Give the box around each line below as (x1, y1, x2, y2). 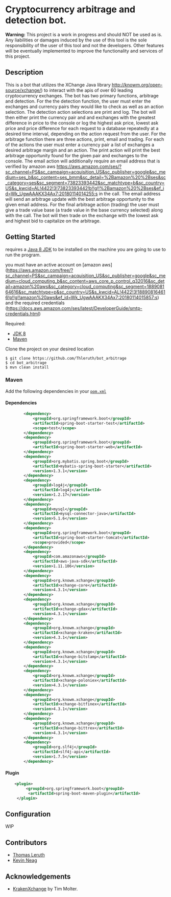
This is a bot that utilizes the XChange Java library (5, 81, 111, 88)
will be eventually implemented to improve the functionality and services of (5, 48, 163, 54)
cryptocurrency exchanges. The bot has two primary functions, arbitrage (5, 92, 159, 98)
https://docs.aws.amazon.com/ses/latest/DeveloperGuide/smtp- (7, 305, 143, 311)
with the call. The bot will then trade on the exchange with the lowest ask (5, 212, 159, 218)
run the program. (5, 252, 41, 258)
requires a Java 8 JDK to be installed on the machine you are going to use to (5, 246, 166, 252)
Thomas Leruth (12, 852, 45, 858)
